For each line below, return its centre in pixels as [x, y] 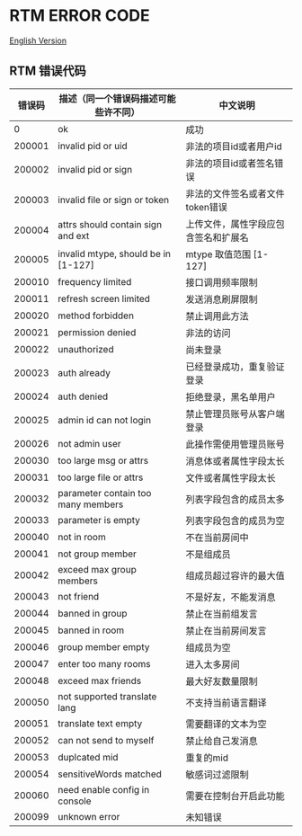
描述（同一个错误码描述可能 [118, 98]
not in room [82, 537]
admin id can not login [104, 420]
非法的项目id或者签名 [230, 163]
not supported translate [107, 696]
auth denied [83, 396]
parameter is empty [99, 520]
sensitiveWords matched [110, 774]
